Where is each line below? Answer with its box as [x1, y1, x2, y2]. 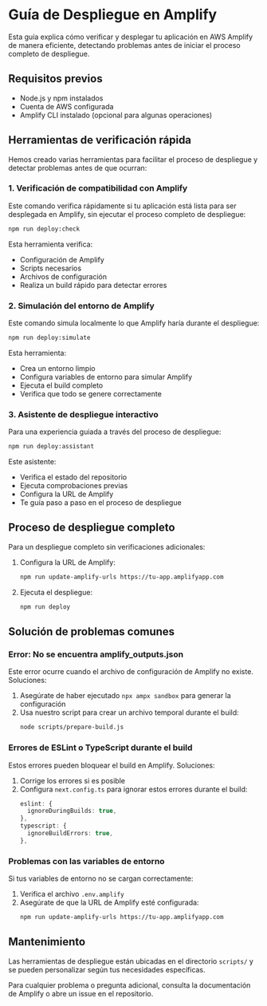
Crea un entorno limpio [19, 363, 96, 373]
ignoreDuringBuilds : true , [27, 807, 117, 815]
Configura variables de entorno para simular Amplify [19, 372, 193, 381]
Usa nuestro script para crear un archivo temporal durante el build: [19, 708, 239, 717]
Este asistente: [8, 457, 57, 467]
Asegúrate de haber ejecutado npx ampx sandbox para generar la [19, 691, 231, 700]
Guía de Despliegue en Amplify [8, 6, 218, 24]
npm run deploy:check [8, 225, 80, 233]
